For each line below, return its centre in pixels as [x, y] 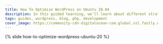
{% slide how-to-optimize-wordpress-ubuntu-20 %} [57, 37]
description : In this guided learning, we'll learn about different [76, 14]
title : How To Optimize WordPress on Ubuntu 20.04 [57, 9]
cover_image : [18, 23]
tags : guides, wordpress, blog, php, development [56, 18]
